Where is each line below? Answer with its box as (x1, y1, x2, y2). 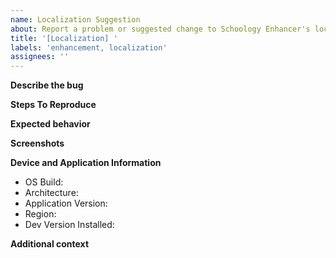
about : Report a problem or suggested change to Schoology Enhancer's (10, 24, 311, 34)
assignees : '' (10, 52, 70, 62)
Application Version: (24, 197, 108, 210)
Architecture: (24, 187, 79, 199)
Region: (24, 208, 57, 220)
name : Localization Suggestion (10, 14, 141, 25)
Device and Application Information (10, 157, 162, 169)
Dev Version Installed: (24, 219, 115, 231)
